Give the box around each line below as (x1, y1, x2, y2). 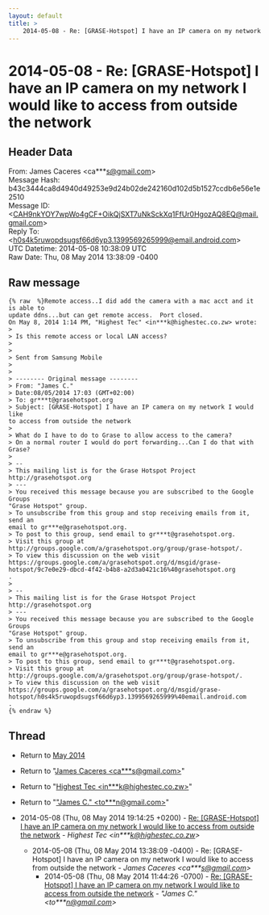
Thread (8, 728, 46, 743)
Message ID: (8, 201, 51, 211)
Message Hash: (8, 175, 60, 185)
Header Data (8, 145, 73, 158)
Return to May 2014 (19, 750, 86, 760)
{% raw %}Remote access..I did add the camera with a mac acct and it (8, 297, 254, 305)
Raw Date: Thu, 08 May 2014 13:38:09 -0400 (8, 252, 159, 262)
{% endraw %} (8, 707, 52, 716)
